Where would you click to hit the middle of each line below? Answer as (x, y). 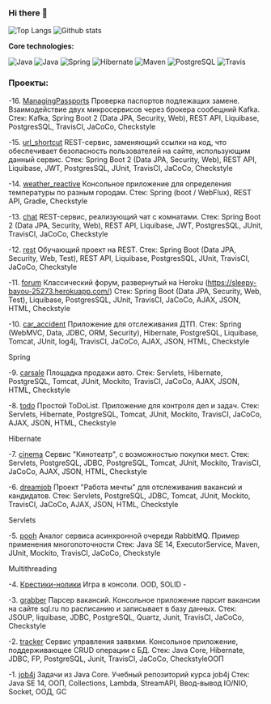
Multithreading (33, 568)
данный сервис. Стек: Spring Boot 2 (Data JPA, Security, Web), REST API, (133, 159)
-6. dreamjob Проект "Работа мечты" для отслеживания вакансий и (125, 487)
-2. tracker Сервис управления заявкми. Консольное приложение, (123, 641)
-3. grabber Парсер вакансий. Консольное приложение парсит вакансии (134, 599)
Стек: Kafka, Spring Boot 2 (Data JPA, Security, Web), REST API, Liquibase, (134, 117)
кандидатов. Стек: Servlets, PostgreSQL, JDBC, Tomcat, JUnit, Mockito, (129, 495)
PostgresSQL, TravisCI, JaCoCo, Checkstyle (82, 126)
